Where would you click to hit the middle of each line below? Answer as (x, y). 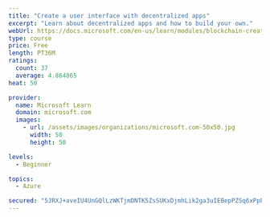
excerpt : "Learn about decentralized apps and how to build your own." (131, 23)
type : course (30, 38)
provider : (25, 97)
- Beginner (34, 164)
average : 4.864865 (47, 76)
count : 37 (32, 68)
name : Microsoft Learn (53, 105)
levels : (21, 157)
